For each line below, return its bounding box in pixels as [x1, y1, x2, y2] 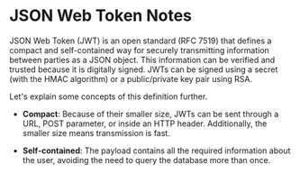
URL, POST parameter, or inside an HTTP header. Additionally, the [22, 118, 268, 129]
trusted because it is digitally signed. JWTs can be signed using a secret [9, 64, 278, 75]
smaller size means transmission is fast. [22, 127, 171, 138]
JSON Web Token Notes [9, 5, 192, 26]
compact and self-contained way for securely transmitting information [9, 44, 270, 55]
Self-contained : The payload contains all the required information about [22, 145, 291, 156]
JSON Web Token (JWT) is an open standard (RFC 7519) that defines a [9, 35, 272, 46]
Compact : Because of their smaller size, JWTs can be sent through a [22, 108, 279, 119]
